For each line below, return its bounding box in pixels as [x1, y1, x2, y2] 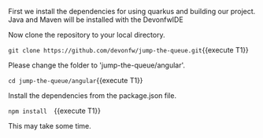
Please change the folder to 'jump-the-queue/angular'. [8, 60, 186, 70]
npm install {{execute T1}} [8, 106, 101, 115]
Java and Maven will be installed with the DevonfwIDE [8, 15, 183, 24]
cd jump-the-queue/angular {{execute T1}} [8, 76, 143, 85]
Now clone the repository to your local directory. [8, 31, 165, 39]
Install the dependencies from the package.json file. [8, 91, 177, 100]
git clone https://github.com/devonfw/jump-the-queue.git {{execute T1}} [8, 45, 250, 54]
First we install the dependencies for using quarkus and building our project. [8, 7, 256, 16]
